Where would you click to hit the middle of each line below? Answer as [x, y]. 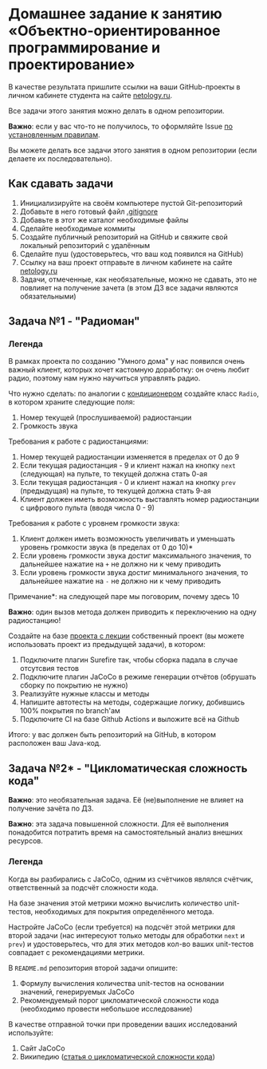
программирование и [84, 48]
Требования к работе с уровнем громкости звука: [94, 523]
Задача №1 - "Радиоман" [74, 321]
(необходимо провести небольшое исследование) [106, 1008]
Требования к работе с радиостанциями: [79, 442]
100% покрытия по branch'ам [70, 711]
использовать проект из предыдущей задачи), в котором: [107, 645]
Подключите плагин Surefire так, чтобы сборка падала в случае [129, 660]
